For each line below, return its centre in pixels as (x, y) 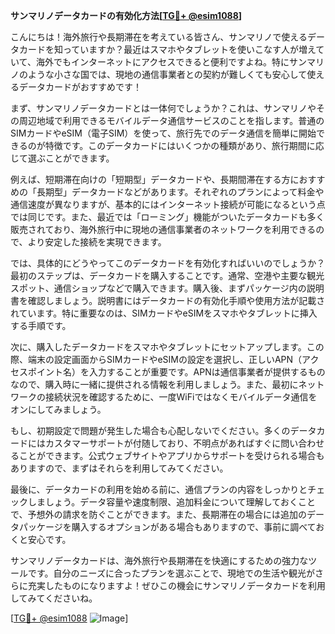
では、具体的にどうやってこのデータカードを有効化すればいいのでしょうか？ (168, 263)
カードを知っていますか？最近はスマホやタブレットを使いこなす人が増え (167, 49)
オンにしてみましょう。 (58, 409)
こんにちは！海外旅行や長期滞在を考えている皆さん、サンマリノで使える (159, 37)
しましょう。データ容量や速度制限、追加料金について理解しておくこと (171, 502)
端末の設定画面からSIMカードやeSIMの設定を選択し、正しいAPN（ (165, 359)
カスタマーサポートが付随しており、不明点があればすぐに (163, 443)
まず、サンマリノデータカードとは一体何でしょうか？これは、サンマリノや (163, 108)
